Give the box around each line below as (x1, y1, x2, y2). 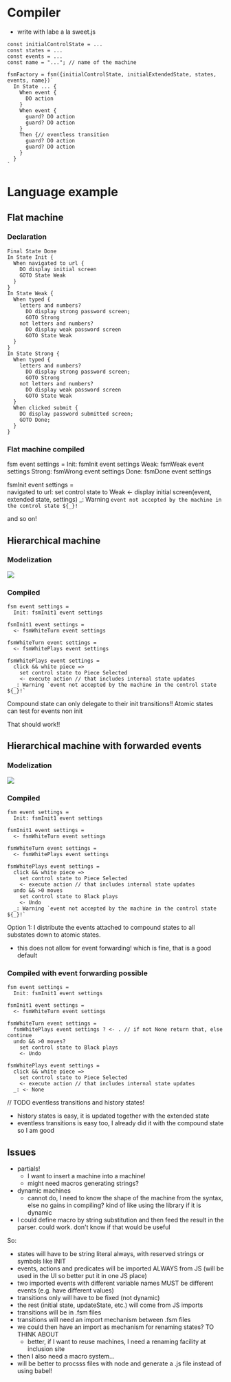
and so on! (7, 515, 38, 523)
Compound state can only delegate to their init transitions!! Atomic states (7, 700, 214, 708)
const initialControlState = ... (7, 41, 103, 47)
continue (7, 1032, 32, 1039)
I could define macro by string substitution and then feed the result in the (16, 1216, 224, 1224)
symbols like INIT (16, 1257, 67, 1266)
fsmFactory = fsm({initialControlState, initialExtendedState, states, (7, 71, 217, 78)
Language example (7, 184, 118, 200)
